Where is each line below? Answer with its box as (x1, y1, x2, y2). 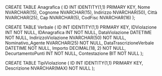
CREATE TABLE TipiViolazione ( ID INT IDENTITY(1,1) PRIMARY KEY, (5, 60, 144, 66)
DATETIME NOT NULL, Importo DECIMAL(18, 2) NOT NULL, (5, 45, 126, 51)
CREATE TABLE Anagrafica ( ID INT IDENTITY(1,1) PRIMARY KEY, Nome (5, 4, 150, 10)
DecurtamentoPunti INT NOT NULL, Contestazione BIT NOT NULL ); (5, 50, 144, 56)
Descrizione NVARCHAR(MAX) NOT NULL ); (5, 65, 95, 71)
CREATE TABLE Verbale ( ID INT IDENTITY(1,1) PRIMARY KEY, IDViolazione (5, 24, 157, 30)
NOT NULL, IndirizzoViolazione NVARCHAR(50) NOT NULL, (5, 35, 126, 40)
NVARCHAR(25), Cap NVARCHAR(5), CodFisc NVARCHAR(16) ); (5, 15, 135, 20)
